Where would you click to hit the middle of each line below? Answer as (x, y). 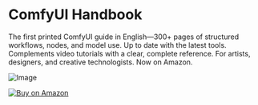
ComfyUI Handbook (75, 15)
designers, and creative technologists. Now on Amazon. (101, 62)
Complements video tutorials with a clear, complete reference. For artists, (129, 53)
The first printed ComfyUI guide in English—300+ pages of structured (124, 37)
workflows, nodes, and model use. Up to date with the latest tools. (117, 45)
